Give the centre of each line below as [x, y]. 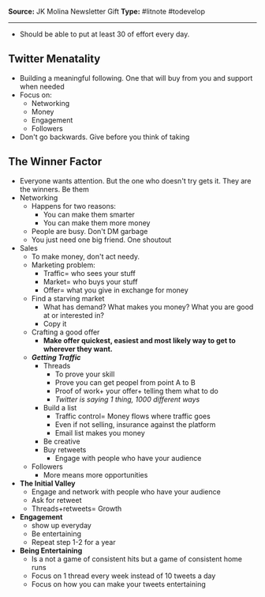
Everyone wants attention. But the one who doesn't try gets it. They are [135, 180]
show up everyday [62, 525]
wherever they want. [78, 349]
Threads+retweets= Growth [77, 508]
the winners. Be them [54, 189]
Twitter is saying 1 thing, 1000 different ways [127, 399]
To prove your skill [85, 374]
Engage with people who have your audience [128, 458]
